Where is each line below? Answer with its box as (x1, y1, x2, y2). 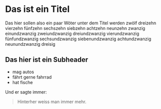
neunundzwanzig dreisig (5, 41, 55, 47)
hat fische (12, 79, 33, 85)
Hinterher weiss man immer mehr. (17, 99, 87, 105)
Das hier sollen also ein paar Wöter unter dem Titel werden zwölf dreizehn (5, 20, 157, 26)
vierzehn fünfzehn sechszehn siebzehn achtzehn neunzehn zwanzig (5, 25, 145, 31)
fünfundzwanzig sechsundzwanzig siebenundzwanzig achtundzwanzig (5, 36, 152, 42)
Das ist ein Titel (5, 3, 70, 15)
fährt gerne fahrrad (12, 74, 52, 80)
